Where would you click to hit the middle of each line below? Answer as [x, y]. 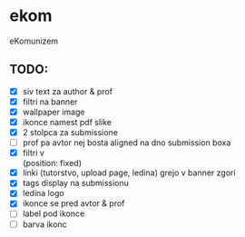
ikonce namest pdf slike [67, 122]
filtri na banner [50, 102]
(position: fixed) [52, 163]
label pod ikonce [54, 213]
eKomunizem [34, 41]
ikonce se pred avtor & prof [73, 203]
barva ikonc [44, 224]
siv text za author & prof [68, 91]
